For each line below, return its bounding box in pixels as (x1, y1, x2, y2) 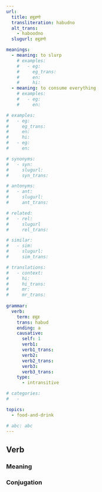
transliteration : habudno (11, 19, 75, 25)
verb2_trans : (21, 358, 54, 364)
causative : (17, 330, 44, 337)
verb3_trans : (21, 369, 54, 375)
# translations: (6, 264, 46, 271)
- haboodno (17, 31, 44, 37)
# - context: (6, 270, 44, 276)
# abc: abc (6, 423, 33, 429)
